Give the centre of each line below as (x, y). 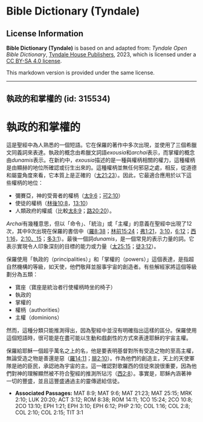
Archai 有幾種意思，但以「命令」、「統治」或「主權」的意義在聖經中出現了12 (99, 224)
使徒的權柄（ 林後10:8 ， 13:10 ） (53, 203)
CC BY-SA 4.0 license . (34, 61)
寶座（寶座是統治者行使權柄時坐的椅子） (65, 287)
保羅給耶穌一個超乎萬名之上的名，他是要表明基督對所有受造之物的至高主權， (101, 351)
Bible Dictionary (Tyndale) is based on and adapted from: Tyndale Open (97, 48)
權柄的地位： (27, 183)
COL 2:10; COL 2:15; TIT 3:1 (49, 412)
